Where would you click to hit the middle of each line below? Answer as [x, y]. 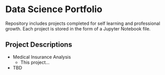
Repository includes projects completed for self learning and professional [83, 23]
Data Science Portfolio [54, 9]
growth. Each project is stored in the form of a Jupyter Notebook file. [78, 28]
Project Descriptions [39, 45]
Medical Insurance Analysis [42, 57]
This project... [35, 62]
